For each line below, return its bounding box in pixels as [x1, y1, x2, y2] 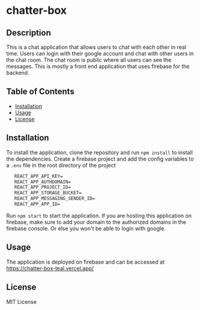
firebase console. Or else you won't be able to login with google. [6, 225, 166, 232]
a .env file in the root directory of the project [6, 161, 116, 169]
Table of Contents [6, 87, 75, 97]
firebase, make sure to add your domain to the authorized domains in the [6, 218, 186, 226]
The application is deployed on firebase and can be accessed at [6, 258, 165, 265]
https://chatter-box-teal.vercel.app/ [6, 264, 94, 271]
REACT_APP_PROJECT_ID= [14, 184, 71, 190]
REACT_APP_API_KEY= [14, 173, 63, 179]
